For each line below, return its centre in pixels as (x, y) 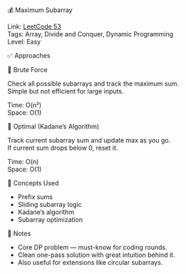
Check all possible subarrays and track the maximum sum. (93, 83)
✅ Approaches (29, 55)
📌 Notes (19, 233)
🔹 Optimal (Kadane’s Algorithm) (53, 126)
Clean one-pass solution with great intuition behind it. (96, 255)
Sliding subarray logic (50, 204)
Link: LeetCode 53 (35, 26)
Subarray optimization (50, 219)
